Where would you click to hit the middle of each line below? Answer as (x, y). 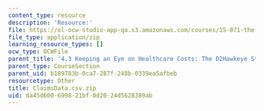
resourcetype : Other (42, 81)
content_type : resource (47, 15)
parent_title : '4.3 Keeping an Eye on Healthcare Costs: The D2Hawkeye (128, 59)
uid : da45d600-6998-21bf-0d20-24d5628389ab (81, 95)
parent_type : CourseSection (54, 66)
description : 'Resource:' (50, 23)
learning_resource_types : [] (56, 45)
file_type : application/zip (54, 37)
